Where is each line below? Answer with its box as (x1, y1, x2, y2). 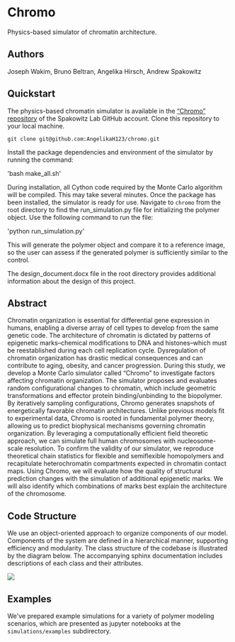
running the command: (7, 155, 74, 164)
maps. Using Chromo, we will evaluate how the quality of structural (7, 467, 203, 475)
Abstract (7, 297, 47, 309)
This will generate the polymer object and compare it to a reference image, (7, 240, 225, 249)
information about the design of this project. (7, 277, 136, 285)
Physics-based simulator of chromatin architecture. (7, 28, 157, 36)
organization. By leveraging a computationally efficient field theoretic (7, 429, 209, 438)
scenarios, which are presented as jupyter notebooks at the (7, 619, 181, 628)
